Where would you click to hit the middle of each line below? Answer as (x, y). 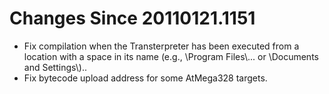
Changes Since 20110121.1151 (132, 18)
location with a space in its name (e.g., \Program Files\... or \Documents (171, 56)
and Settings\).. (55, 67)
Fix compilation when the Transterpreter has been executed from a (161, 46)
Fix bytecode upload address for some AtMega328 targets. (145, 78)
